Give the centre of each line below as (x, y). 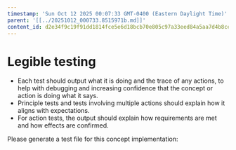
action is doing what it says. (58, 96)
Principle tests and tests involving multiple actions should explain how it (121, 103)
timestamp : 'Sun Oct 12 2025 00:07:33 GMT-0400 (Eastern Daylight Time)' (118, 14)
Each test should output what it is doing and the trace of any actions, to (120, 81)
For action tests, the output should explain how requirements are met (117, 118)
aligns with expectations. (53, 111)
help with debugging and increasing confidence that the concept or (115, 88)
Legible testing (52, 61)
